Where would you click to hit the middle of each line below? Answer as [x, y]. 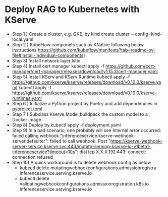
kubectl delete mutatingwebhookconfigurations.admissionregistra [88, 168]
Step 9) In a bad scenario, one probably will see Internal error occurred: [87, 130]
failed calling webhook [35, 136]
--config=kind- [146, 34]
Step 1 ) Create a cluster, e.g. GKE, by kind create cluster [71, 34]
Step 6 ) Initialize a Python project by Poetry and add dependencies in [85, 103]
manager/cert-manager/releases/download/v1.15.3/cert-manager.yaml [85, 71]
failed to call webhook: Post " [80, 141]
